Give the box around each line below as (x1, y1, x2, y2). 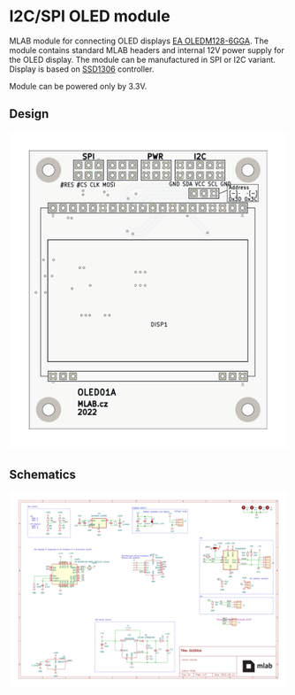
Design (9, 106, 49, 121)
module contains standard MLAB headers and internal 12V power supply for (9, 44, 284, 55)
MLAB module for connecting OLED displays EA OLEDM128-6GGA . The (9, 35, 269, 46)
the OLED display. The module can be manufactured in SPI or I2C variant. (9, 54, 276, 65)
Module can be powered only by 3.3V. (9, 81, 147, 91)
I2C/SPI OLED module (9, 6, 170, 27)
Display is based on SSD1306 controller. (9, 64, 155, 74)
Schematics (9, 467, 77, 482)
